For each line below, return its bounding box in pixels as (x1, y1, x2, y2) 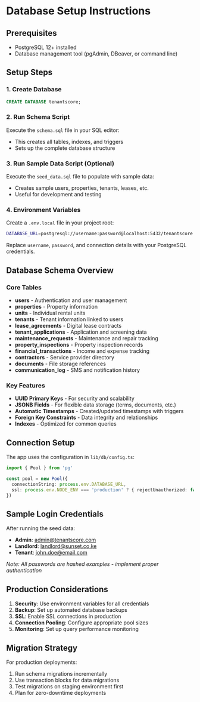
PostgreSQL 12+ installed (14, 44, 77, 51)
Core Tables (6, 283, 42, 291)
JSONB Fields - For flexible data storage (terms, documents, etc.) (14, 401, 177, 408)
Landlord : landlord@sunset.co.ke (14, 543, 97, 550)
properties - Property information (14, 303, 98, 310)
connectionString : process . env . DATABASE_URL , (11, 481, 127, 487)
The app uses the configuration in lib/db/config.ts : (6, 454, 135, 461)
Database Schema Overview (6, 265, 114, 275)
